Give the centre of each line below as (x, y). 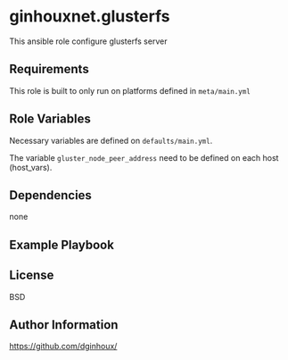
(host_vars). (31, 167)
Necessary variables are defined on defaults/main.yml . (111, 140)
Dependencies (50, 195)
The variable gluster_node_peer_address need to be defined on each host (144, 157)
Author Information (64, 325)
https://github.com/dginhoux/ (63, 347)
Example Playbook (62, 244)
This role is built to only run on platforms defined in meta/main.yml (130, 90)
